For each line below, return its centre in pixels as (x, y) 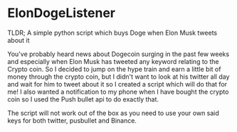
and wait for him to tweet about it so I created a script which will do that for (117, 84)
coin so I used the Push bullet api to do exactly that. (83, 99)
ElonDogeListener (62, 13)
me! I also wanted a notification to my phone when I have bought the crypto (118, 92)
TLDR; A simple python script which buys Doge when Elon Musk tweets (112, 33)
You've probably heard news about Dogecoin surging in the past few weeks (118, 54)
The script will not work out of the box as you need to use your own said (113, 113)
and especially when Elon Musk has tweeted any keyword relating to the (113, 61)
